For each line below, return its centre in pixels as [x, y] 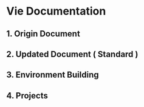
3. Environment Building [53, 75]
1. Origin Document [43, 34]
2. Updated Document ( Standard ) [72, 54]
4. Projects [27, 95]
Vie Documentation [56, 11]
